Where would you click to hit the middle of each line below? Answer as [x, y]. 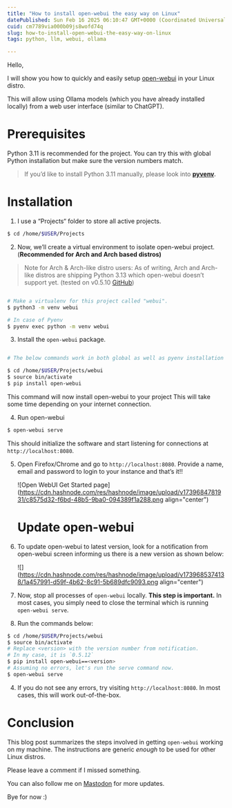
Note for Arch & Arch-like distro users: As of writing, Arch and [112, 267]
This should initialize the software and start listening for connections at [108, 443]
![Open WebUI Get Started [54, 485]
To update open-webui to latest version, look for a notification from [113, 546]
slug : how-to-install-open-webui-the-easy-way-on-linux [89, 33]
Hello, [16, 65]
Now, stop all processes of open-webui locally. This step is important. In [119, 595]
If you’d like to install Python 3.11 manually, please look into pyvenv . [120, 174]
